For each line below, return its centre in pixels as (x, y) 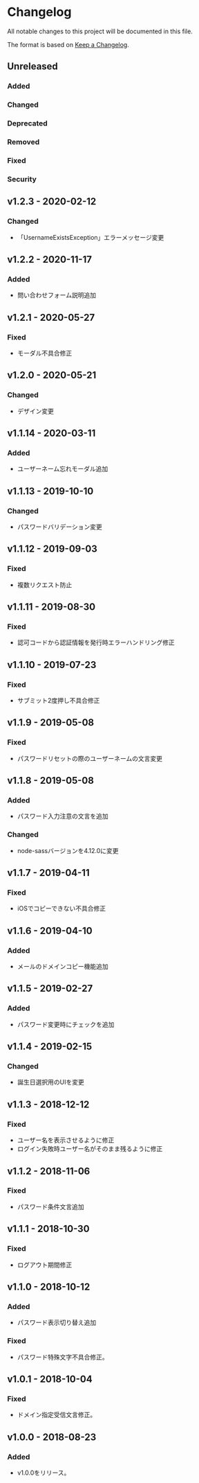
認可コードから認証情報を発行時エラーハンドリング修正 (96, 642)
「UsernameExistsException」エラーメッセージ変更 (91, 237)
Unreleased (33, 67)
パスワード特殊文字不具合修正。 (63, 1357)
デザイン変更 (35, 411)
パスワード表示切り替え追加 (57, 1323)
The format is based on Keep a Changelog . (68, 44)
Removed (23, 142)
